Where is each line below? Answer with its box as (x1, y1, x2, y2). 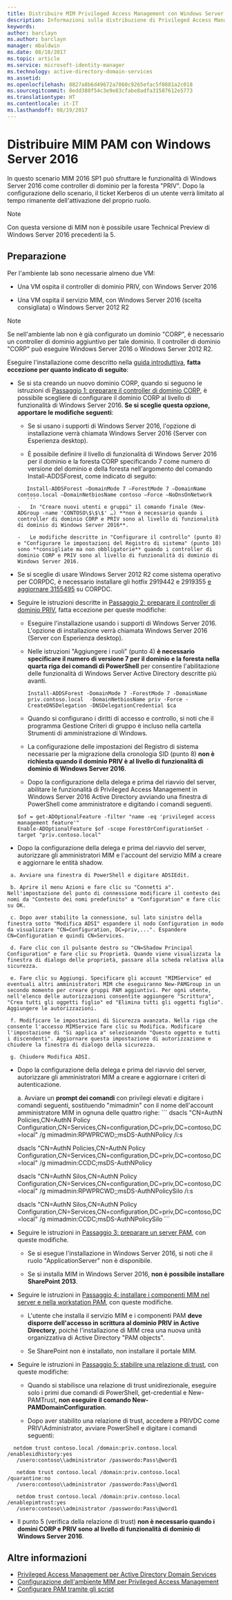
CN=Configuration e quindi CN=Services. (7, 932, 126, 939)
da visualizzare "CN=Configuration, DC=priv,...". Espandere (7, 926, 187, 933)
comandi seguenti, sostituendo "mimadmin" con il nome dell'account (17, 1101, 214, 1109)
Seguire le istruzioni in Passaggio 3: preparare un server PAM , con (17, 1228, 206, 1237)
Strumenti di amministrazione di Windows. (27, 728, 148, 737)
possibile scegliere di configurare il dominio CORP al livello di (17, 393, 191, 402)
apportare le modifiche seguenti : (17, 408, 114, 416)
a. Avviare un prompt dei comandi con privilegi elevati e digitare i (17, 1093, 204, 1102)
